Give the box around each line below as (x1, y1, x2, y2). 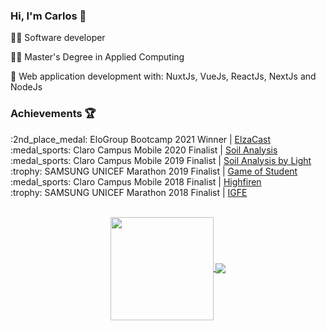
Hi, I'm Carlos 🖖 (10, 9, 87, 23)
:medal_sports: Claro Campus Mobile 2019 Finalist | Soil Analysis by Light (10, 154, 312, 166)
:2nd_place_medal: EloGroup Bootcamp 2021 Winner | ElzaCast (10, 133, 272, 145)
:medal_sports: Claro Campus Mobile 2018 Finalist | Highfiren (10, 175, 262, 188)
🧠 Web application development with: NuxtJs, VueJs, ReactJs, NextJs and (10, 70, 317, 83)
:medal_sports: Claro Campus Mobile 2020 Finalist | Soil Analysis (10, 144, 278, 156)
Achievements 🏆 (10, 107, 97, 121)
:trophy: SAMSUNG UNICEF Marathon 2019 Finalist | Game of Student (10, 165, 298, 177)
